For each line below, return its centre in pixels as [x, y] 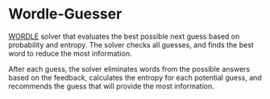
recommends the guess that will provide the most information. [112, 86]
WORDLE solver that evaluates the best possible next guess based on [124, 36]
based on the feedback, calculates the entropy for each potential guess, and [135, 77]
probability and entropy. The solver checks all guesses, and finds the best [131, 44]
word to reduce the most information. [70, 53]
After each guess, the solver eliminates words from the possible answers [129, 68]
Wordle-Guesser [65, 14]
